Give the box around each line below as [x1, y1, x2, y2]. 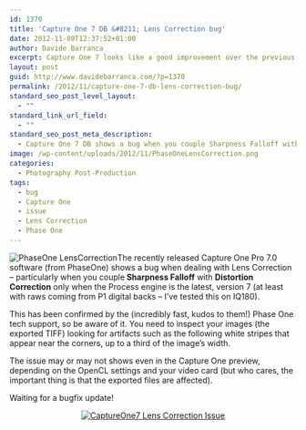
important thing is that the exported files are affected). [9, 374, 213, 385]
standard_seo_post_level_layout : [9, 91, 137, 100]
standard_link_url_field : [9, 110, 107, 120]
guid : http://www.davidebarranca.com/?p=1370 [9, 73, 185, 82]
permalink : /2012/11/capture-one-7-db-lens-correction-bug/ [9, 82, 243, 91]
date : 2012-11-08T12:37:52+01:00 [9, 34, 137, 43]
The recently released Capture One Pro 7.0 [117, 251, 278, 263]
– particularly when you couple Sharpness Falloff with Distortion [9, 271, 254, 282]
